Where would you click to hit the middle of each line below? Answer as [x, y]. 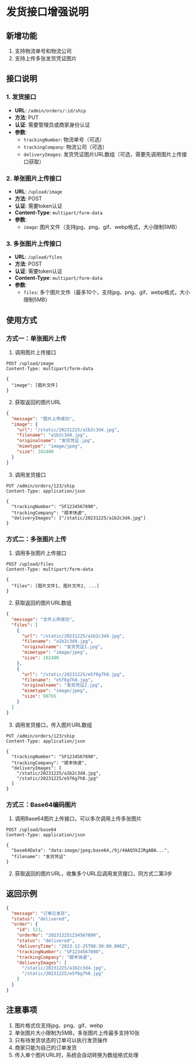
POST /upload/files [30, 564]
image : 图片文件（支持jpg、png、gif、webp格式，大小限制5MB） [102, 227]
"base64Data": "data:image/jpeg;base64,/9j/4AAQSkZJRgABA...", [90, 850]
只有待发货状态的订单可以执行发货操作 [61, 1040]
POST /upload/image [30, 364]
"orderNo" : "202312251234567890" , [59, 935]
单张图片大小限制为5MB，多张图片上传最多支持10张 [77, 1033]
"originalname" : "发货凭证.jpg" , [56, 441]
